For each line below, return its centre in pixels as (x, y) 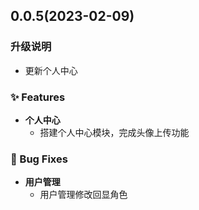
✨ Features (38, 97)
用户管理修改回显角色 (83, 195)
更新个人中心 (51, 70)
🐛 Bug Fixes (39, 159)
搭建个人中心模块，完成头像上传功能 (114, 132)
